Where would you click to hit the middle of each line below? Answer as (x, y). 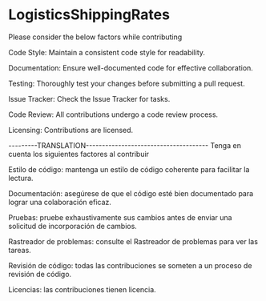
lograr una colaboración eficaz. (60, 202)
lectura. (21, 178)
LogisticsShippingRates (89, 15)
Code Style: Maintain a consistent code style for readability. (107, 52)
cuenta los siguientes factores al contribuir (79, 154)
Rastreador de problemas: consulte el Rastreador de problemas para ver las (133, 241)
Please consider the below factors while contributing (95, 37)
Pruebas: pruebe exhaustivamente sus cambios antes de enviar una (120, 217)
